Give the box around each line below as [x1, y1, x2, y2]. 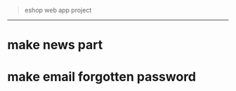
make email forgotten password [7, 69, 197, 85]
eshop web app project [24, 6, 92, 14]
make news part [7, 37, 103, 53]
